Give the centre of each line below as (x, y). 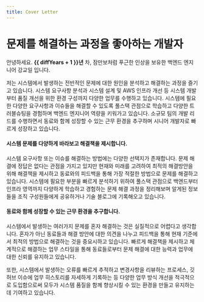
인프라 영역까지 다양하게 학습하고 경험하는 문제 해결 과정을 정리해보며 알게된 (97, 189)
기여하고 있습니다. (34, 292)
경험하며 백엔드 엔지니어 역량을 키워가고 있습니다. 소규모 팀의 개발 (111, 113)
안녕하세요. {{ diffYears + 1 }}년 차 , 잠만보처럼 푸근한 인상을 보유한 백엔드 (94, 62)
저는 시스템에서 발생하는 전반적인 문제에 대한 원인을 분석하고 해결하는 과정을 (97, 82)
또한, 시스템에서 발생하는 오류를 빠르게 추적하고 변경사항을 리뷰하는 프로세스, (97, 270)
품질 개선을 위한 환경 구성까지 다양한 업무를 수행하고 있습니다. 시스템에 (101, 98)
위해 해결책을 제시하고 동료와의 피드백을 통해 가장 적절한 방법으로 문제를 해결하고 (102, 173)
